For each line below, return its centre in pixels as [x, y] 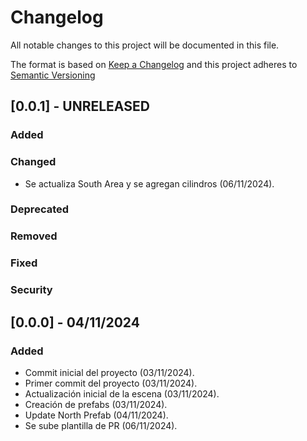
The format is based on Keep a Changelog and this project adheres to [154, 64]
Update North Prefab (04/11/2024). [96, 415]
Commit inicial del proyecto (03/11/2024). [109, 372]
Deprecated [40, 209]
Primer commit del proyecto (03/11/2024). [111, 383]
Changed [33, 162]
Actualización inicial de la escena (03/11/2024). [122, 393]
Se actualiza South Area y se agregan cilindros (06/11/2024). [149, 183]
